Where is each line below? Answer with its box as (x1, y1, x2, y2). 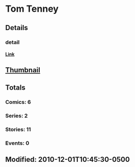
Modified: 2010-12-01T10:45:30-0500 (5, 155, 130, 163)
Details (5, 23, 28, 32)
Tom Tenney (5, 3, 59, 15)
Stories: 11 (5, 126, 32, 133)
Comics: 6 (5, 98, 32, 105)
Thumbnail (5, 66, 41, 74)
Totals (5, 83, 25, 92)
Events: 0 (5, 140, 30, 147)
